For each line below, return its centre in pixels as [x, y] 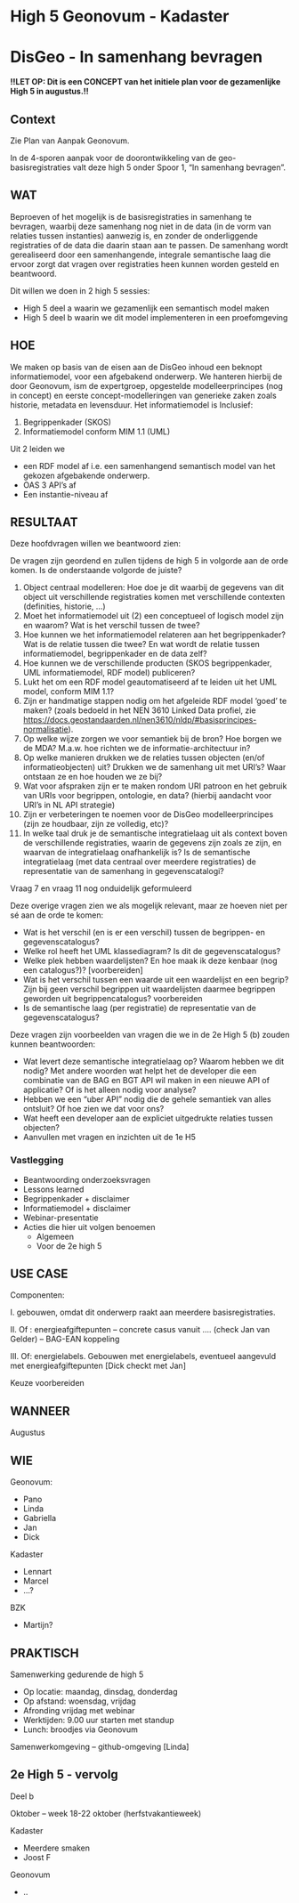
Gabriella [40, 1518]
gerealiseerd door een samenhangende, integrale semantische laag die [141, 255]
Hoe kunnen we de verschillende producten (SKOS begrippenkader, [147, 663]
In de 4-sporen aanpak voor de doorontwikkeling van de [113, 158]
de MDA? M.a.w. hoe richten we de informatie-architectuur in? [137, 749]
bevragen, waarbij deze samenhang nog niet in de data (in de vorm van [141, 226]
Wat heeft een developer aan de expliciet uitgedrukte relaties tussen [148, 1118]
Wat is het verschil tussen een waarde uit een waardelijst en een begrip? [156, 980]
